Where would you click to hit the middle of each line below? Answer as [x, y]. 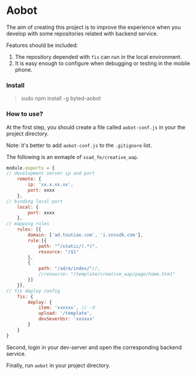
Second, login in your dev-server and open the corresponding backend [94, 347]
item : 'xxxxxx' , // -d [67, 308]
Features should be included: [42, 45]
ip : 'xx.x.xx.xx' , [51, 185]
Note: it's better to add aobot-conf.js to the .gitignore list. [79, 145]
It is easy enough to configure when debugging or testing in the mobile [102, 63]
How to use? [25, 114]
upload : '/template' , [65, 314]
